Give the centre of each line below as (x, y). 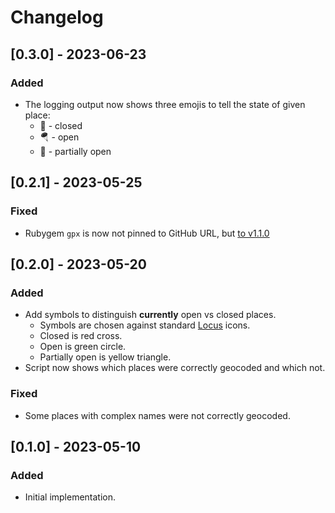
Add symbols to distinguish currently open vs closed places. (150, 315)
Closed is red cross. (81, 336)
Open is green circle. (83, 347)
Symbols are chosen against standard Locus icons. (145, 325)
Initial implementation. (70, 497)
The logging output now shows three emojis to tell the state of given (165, 104)
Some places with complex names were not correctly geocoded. (157, 415)
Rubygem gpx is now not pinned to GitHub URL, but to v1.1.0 (147, 233)
